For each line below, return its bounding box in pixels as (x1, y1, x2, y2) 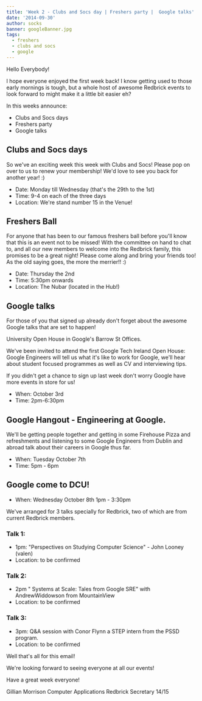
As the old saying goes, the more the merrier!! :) (6, 258, 127, 266)
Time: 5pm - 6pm (15, 462, 59, 469)
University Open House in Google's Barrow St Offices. (6, 335, 142, 343)
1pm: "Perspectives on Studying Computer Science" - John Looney (15, 543, 184, 551)
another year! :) (6, 173, 45, 181)
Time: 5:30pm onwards (15, 277, 74, 284)
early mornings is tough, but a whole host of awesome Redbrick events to (6, 84, 191, 91)
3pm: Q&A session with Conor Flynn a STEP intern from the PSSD (15, 627, 179, 635)
